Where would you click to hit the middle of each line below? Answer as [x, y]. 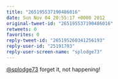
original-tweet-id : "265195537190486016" [60, 23]
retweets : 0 [21, 29]
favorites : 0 [23, 35]
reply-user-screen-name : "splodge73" [54, 52]
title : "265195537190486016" [43, 12]
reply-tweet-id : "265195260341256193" [56, 40]
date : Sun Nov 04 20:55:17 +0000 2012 [56, 18]
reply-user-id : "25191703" [41, 47]
